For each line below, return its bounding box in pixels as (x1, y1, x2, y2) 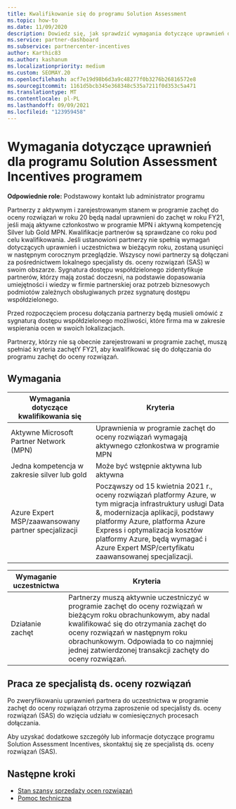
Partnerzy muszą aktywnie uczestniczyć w (67, 592, 209, 602)
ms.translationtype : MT (7, 89, 77, 96)
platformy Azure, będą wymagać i (96, 534, 207, 544)
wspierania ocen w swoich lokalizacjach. (7, 324, 125, 332)
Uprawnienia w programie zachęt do (96, 423, 216, 433)
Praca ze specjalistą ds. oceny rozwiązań (7, 677, 192, 689)
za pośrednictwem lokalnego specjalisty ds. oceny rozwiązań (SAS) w (7, 257, 211, 266)
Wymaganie (15, 571, 58, 581)
